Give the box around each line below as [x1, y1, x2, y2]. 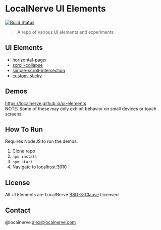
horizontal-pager [12, 57, 47, 63]
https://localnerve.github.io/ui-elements [5, 100, 87, 106]
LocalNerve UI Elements [5, 3, 106, 14]
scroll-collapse [12, 62, 43, 68]
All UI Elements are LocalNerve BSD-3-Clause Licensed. [5, 192, 120, 198]
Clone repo [12, 148, 36, 154]
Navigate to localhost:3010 [12, 164, 67, 170]
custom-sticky [12, 73, 42, 79]
